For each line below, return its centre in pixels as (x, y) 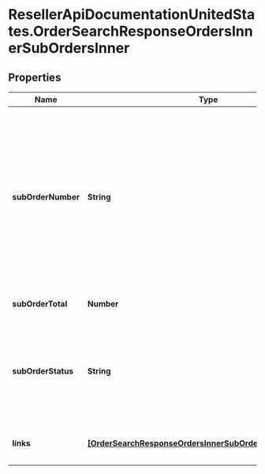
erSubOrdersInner (69, 48)
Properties (35, 77)
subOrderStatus (43, 371)
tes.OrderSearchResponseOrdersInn (131, 31)
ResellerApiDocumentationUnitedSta (132, 15)
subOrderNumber (46, 197)
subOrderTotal (40, 304)
